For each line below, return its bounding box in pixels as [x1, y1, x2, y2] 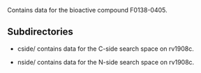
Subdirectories [7, 26, 73, 38]
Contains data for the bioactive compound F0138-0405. [7, 6, 167, 14]
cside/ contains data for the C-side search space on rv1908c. [17, 44, 194, 53]
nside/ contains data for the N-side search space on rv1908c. [17, 58, 195, 66]
